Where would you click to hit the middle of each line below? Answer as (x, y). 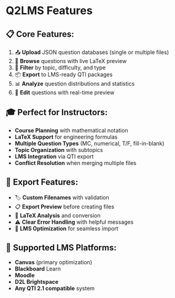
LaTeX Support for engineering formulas (66, 137)
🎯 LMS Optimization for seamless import (66, 228)
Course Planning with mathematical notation (71, 130)
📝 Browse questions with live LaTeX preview (71, 61)
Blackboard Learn (37, 269)
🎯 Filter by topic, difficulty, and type (60, 67)
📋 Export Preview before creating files (64, 207)
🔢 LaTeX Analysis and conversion (57, 215)
